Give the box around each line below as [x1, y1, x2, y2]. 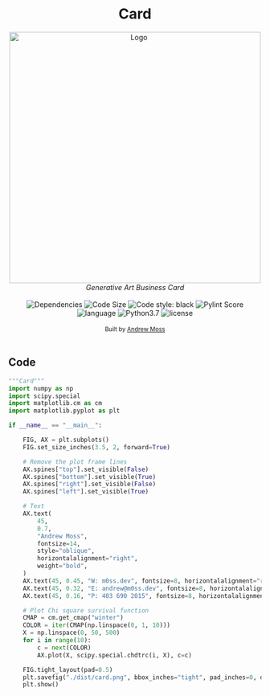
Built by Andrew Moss [104, 325, 166, 334]
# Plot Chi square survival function [22, 606, 149, 615]
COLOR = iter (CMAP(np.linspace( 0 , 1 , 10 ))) [22, 621, 171, 629]
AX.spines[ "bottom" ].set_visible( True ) [22, 473, 157, 481]
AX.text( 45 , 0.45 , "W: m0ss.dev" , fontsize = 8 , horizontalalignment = [22, 576, 257, 585]
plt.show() [22, 681, 59, 689]
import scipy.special [8, 391, 81, 400]
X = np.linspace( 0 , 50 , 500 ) [22, 628, 121, 637]
